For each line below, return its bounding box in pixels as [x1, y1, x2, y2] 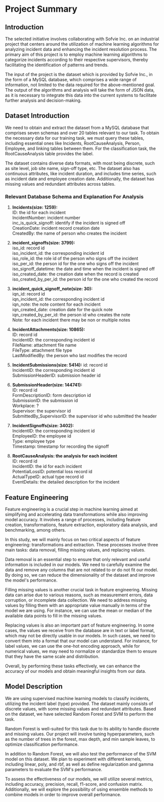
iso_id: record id [12, 245, 45, 251]
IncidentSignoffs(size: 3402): [12, 423, 74, 429]
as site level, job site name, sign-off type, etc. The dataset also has [5, 165, 141, 171]
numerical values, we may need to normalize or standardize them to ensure [5, 648, 157, 654]
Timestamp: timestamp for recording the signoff [12, 443, 109, 449]
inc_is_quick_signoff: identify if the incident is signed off [12, 220, 126, 226]
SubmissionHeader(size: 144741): [12, 382, 82, 388]
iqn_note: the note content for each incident [12, 301, 101, 307]
